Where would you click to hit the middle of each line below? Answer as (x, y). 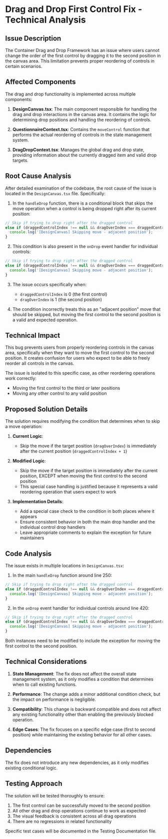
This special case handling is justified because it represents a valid (89, 487)
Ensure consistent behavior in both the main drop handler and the (87, 522)
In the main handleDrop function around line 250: (62, 575)
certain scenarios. (24, 66)
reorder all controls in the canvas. (40, 363)
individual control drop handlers (53, 527)
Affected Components (40, 82)
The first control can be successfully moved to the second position (81, 805)
